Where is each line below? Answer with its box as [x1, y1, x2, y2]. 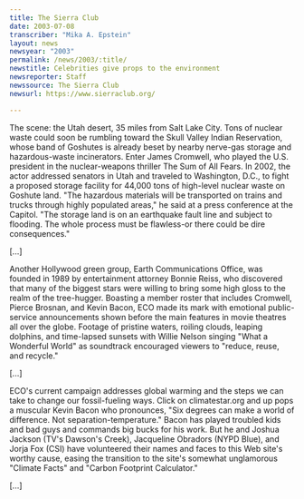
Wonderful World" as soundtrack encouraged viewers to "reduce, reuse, [9, 340, 280, 351]
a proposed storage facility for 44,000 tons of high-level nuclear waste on [9, 180, 286, 191]
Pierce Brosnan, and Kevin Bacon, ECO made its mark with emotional [9, 301, 267, 313]
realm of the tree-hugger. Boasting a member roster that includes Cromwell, [9, 292, 292, 303]
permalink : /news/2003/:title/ [9, 55, 128, 64]
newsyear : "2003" [9, 47, 75, 56]
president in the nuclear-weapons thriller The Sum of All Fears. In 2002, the [9, 161, 291, 171]
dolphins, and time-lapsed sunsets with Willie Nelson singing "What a [9, 330, 269, 341]
